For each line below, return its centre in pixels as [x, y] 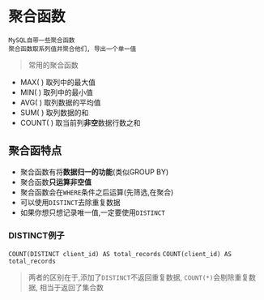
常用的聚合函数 [53, 65]
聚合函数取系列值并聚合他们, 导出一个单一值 [72, 49]
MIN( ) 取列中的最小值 [56, 92]
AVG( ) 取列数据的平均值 [60, 102]
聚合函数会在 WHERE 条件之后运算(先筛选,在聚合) [97, 192]
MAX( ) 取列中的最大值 [57, 82]
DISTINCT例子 [36, 235]
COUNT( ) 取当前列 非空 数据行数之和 [80, 122]
